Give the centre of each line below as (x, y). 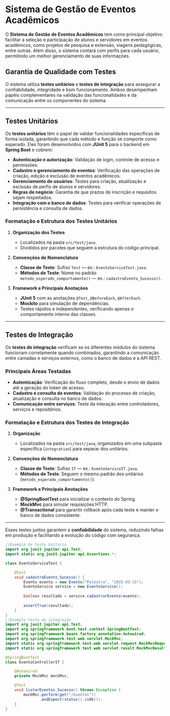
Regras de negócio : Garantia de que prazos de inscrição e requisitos (84, 192)
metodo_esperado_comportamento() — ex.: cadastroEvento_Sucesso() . (91, 278)
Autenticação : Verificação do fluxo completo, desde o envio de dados (86, 382)
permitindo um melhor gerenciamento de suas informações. (68, 56)
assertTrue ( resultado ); (48, 606)
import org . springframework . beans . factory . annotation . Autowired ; (75, 634)
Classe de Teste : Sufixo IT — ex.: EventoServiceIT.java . (79, 469)
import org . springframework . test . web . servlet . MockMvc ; (64, 639)
